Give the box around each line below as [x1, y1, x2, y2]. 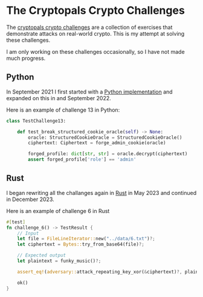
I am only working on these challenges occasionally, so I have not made [6, 48, 185, 55]
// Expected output [17, 252, 66, 258]
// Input [17, 230, 39, 236]
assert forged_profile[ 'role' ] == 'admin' [28, 156, 137, 163]
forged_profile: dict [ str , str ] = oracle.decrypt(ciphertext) [28, 151, 188, 157]
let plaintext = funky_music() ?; [17, 258, 101, 264]
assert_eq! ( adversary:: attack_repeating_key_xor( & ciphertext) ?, [17, 269, 182, 275]
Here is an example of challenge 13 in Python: [6, 106, 120, 113]
